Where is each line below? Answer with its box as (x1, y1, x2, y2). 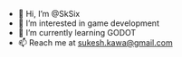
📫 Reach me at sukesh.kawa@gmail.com (17, 37, 174, 48)
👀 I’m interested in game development (17, 18, 160, 28)
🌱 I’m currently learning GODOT (17, 28, 137, 37)
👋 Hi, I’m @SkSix (17, 9, 81, 19)
